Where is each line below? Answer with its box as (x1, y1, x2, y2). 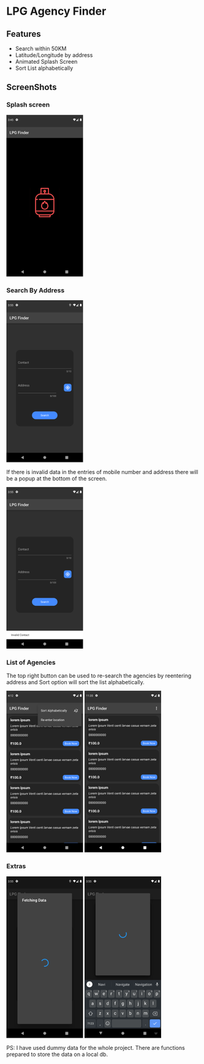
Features (6, 29, 41, 39)
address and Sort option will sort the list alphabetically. (6, 679, 145, 686)
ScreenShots (6, 82, 57, 92)
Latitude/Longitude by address (15, 51, 93, 59)
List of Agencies (6, 658, 56, 666)
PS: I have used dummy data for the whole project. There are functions (6, 1044, 185, 1051)
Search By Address (6, 286, 65, 295)
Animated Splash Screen (15, 58, 78, 65)
